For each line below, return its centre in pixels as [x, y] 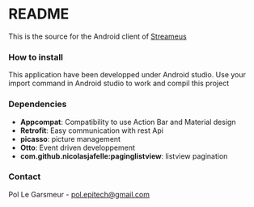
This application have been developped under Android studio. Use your [127, 75]
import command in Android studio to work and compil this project [119, 83]
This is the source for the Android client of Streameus [98, 36]
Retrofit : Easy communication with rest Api [92, 130]
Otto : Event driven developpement [77, 147]
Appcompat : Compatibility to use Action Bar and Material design [128, 122]
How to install [36, 57]
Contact [25, 176]
